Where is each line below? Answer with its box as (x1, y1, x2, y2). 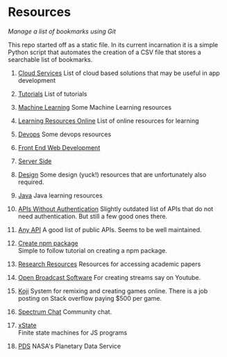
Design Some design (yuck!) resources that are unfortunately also (17, 170, 207, 178)
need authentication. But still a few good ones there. (17, 212, 168, 220)
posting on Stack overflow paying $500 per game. (17, 294, 162, 302)
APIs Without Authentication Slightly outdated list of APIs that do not (17, 204, 214, 213)
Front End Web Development (17, 143, 101, 151)
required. (17, 178, 44, 186)
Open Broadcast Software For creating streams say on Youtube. (17, 273, 201, 281)
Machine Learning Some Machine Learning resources (17, 103, 172, 111)
